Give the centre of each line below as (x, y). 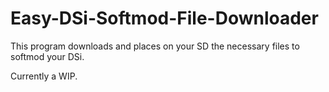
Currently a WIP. (44, 76)
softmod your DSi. (47, 56)
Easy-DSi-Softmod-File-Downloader (164, 18)
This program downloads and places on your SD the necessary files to (155, 46)
